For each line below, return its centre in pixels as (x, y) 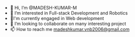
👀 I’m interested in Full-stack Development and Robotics (69, 13)
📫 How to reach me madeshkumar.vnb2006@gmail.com (70, 29)
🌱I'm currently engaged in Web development (57, 18)
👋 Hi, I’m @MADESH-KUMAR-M (44, 8)
